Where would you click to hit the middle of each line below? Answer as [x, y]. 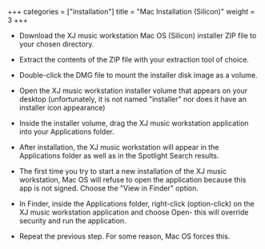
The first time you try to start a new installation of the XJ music [123, 171]
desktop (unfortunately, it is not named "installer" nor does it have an [133, 99]
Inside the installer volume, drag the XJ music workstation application [134, 123]
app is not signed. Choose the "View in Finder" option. [109, 188]
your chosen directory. [56, 44]
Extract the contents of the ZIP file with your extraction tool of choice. [134, 60]
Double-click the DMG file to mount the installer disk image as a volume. [138, 75]
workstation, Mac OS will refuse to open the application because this [132, 180]
